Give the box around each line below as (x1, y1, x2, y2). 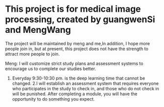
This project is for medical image (5, 3, 141, 15)
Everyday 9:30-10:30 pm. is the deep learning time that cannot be (12, 75, 145, 81)
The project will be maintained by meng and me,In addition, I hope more (5, 40, 150, 46)
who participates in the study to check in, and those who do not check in (12, 85, 159, 91)
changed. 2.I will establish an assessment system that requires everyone (12, 80, 159, 86)
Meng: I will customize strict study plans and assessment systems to (5, 60, 143, 66)
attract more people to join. (5, 51, 60, 57)
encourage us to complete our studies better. (5, 65, 96, 72)
